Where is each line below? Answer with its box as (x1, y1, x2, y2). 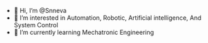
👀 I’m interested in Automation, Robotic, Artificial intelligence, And (13, 14, 202, 22)
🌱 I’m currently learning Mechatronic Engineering (13, 28, 155, 36)
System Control (13, 21, 59, 29)
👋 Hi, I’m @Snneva (13, 7, 67, 14)
